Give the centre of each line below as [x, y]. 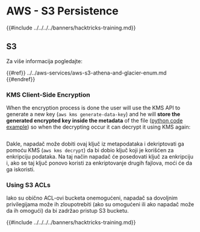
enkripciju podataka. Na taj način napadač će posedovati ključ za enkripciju [100, 157]
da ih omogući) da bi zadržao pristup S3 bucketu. [67, 211]
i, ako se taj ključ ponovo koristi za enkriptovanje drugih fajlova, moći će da [99, 163]
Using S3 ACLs [29, 185]
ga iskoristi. [20, 169]
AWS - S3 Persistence [62, 11]
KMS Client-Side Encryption [48, 94]
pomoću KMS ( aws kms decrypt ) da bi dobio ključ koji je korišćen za [90, 150]
